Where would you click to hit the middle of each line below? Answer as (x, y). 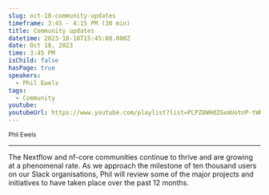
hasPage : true (32, 68)
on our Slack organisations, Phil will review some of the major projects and (131, 174)
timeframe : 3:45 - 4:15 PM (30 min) (69, 23)
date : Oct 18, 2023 (41, 46)
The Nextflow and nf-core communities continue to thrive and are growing (131, 157)
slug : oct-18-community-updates (62, 16)
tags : (17, 90)
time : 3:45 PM (32, 53)
